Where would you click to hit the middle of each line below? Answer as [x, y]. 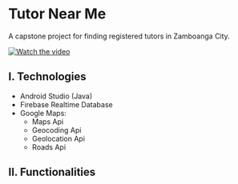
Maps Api [48, 122]
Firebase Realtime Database [67, 104]
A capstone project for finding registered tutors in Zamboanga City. [119, 36]
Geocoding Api [56, 130]
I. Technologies [47, 77]
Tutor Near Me [57, 14]
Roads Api [49, 147]
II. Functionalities [52, 172]
